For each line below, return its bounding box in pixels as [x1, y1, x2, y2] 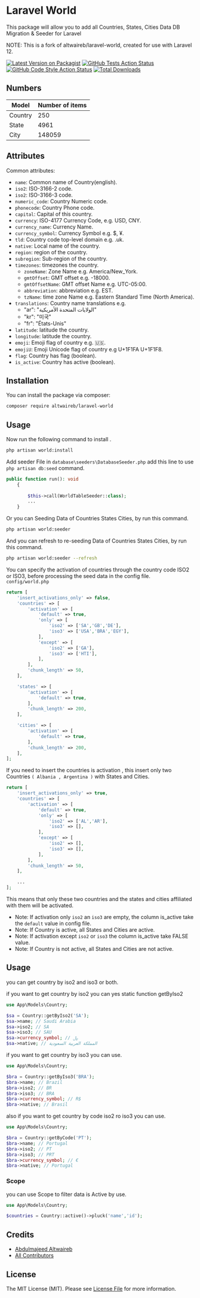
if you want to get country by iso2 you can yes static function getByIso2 [6, 990, 183, 997]
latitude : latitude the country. [14, 326, 90, 333]
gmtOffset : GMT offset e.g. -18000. [23, 274, 110, 281]
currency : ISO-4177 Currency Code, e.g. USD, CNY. [14, 216, 141, 224]
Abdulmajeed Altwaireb [14, 1245, 73, 1253]
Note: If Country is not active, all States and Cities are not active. [14, 945, 174, 953]
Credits [6, 1230, 35, 1240]
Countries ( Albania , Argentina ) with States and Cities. [6, 773, 150, 780]
